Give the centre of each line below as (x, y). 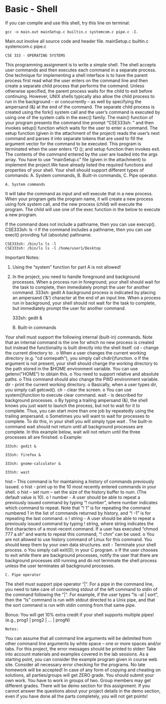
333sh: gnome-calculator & (33, 464)
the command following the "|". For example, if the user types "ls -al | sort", (82, 594)
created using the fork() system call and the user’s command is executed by (83, 112)
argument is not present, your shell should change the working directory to (82, 363)
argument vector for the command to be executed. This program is (73, 144)
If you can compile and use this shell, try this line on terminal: (68, 23)
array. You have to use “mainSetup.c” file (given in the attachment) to (76, 159)
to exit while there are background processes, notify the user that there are (82, 555)
